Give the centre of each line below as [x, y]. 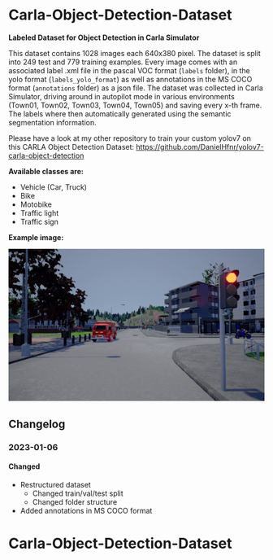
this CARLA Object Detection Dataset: [71, 147]
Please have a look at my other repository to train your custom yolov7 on [130, 138]
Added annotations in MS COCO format [86, 510]
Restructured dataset [55, 484]
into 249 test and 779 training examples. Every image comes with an [123, 62]
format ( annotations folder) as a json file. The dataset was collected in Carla [136, 88]
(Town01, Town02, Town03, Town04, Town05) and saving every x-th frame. [135, 105]
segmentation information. [53, 122]
